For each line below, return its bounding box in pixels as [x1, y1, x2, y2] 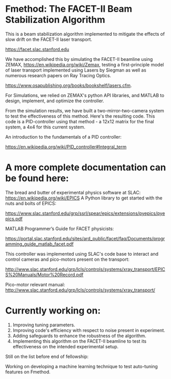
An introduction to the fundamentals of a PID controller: [5, 133, 121, 140]
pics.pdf [5, 215, 23, 221]
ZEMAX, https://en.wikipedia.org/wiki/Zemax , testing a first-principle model [5, 61, 164, 68]
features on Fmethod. [5, 369, 51, 375]
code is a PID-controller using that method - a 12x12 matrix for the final [5, 118, 154, 124]
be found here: [5, 172, 69, 184]
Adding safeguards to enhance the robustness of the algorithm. [12, 332, 146, 339]
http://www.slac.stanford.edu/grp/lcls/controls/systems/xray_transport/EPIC [5, 266, 165, 272]
